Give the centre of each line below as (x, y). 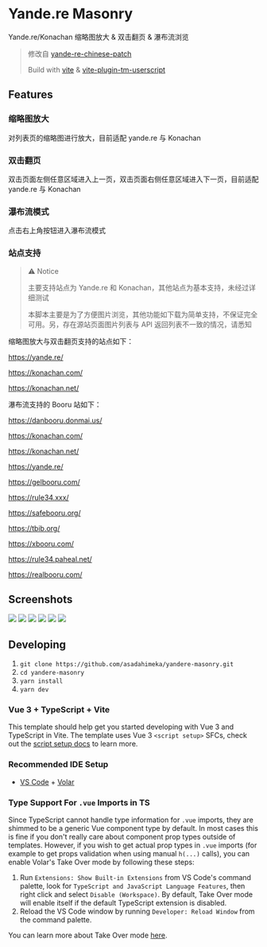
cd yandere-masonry (52, 673)
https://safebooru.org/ (44, 512)
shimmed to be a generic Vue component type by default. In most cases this (133, 828)
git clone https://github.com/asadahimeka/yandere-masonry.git (127, 664)
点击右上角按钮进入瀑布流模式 (57, 231)
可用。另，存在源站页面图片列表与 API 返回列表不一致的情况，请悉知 (140, 324)
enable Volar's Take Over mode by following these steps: (101, 862)
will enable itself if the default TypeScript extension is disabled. (123, 903)
